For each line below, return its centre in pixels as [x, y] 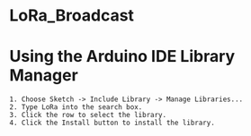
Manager [44, 76]
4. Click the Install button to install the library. [112, 123]
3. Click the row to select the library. [88, 115]
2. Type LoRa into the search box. [76, 107]
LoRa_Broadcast [72, 16]
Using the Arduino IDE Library [122, 57]
